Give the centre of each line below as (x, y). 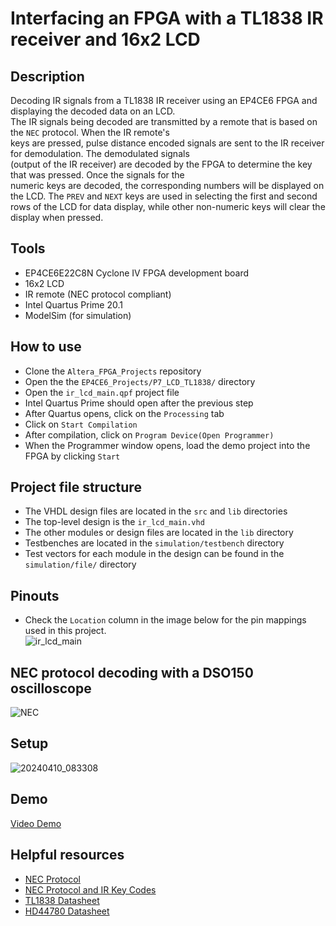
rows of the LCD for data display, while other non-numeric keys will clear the (168, 206)
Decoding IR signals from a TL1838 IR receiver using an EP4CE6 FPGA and (164, 100)
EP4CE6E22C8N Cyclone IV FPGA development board (137, 273)
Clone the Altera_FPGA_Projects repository (113, 371)
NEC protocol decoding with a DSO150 (132, 672)
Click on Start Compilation (81, 424)
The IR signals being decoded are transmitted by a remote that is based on (164, 121)
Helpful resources (67, 855)
